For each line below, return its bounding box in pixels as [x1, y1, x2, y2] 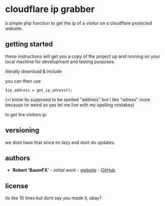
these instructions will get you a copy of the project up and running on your [5, 53, 160, 59]
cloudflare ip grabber [5, 4, 95, 15]
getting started [5, 40, 53, 49]
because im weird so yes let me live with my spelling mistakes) [5, 102, 134, 108]
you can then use [5, 78, 41, 84]
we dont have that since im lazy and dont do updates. [5, 139, 116, 145]
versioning [5, 126, 39, 135]
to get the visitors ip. [5, 111, 47, 117]
